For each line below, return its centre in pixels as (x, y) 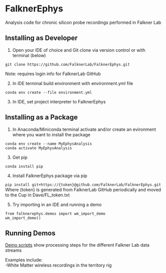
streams (13, 250)
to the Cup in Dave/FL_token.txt (38, 195)
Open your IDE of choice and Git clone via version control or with (79, 50)
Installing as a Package (41, 117)
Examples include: (24, 260)
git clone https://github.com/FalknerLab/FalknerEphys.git (68, 64)
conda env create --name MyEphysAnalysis (49, 144)
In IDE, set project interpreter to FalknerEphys (59, 101)
